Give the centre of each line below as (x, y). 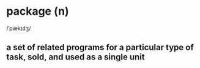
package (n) (38, 11)
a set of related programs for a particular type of (100, 47)
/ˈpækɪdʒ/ (19, 28)
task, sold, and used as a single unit (76, 57)
